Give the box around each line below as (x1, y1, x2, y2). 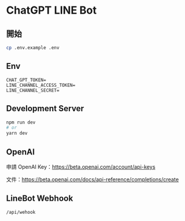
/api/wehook (6, 209, 36, 215)
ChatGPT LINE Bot (6, 4, 97, 17)
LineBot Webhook (6, 194, 74, 204)
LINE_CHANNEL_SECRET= (6, 87, 60, 93)
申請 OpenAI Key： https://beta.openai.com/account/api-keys (6, 163, 156, 170)
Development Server (6, 103, 84, 113)
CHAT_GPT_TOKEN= (6, 77, 46, 83)
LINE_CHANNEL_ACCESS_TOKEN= (6, 82, 76, 88)
